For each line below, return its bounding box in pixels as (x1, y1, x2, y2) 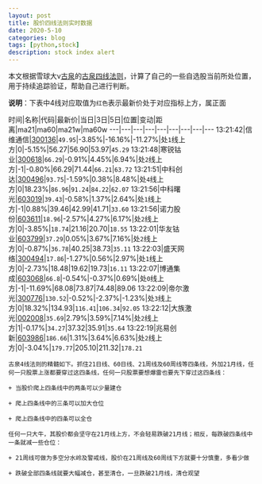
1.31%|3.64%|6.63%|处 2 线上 (69, 333, 163, 342)
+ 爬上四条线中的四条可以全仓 (8, 415, 93, 423)
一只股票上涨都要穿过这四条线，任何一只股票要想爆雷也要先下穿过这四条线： (13, 369, 227, 377)
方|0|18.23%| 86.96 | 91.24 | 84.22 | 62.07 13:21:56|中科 (8, 184, 175, 194)
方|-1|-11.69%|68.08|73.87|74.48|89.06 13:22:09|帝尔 (8, 283, 183, 293)
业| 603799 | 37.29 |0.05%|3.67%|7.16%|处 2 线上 (8, 234, 158, 243)
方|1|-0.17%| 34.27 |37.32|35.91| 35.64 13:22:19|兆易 (8, 323, 171, 332)
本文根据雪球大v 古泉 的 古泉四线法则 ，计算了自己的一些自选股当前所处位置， (8, 71, 256, 80)
